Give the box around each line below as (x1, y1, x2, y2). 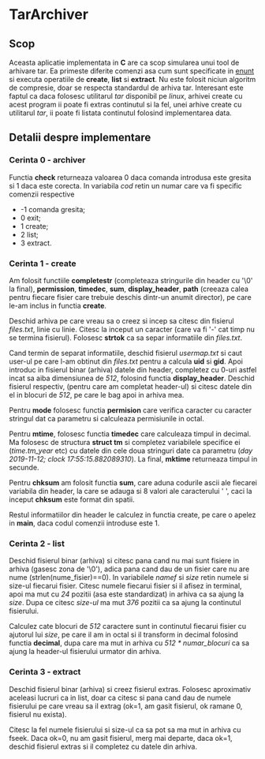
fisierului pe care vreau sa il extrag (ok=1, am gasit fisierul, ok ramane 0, (9, 701, 243, 711)
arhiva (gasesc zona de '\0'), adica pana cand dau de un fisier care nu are (9, 564, 250, 574)
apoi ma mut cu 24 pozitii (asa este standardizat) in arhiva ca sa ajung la (9, 589, 244, 599)
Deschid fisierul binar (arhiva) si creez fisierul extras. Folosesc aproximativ (9, 684, 252, 694)
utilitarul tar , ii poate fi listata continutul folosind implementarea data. (9, 108, 232, 118)
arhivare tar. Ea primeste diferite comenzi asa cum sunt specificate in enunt (9, 66, 255, 76)
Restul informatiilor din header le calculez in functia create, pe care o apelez (9, 510, 256, 519)
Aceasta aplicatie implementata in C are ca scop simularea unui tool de (9, 58, 240, 67)
